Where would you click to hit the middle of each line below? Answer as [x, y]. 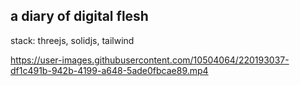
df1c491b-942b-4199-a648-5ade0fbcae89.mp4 [109, 70]
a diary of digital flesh [79, 16]
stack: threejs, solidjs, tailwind [72, 40]
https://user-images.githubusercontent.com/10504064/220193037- [150, 60]
